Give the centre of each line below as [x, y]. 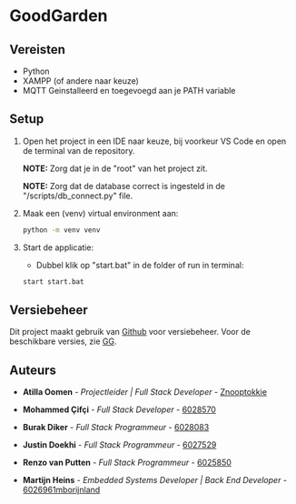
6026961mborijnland [61, 490]
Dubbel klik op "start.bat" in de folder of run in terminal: [140, 265]
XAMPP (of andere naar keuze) [80, 81]
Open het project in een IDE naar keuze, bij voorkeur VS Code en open [154, 141]
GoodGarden [59, 16]
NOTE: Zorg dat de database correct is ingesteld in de [123, 186]
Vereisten [37, 50]
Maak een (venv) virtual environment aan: [100, 213]
